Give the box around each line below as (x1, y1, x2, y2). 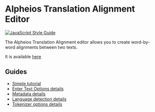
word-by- (131, 39, 150, 45)
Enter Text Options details (12, 86, 64, 92)
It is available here (5, 53, 41, 59)
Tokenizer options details (12, 101, 62, 107)
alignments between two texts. (16, 44, 77, 50)
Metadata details (12, 91, 46, 96)
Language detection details (12, 96, 67, 102)
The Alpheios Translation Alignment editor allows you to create (5, 39, 130, 45)
